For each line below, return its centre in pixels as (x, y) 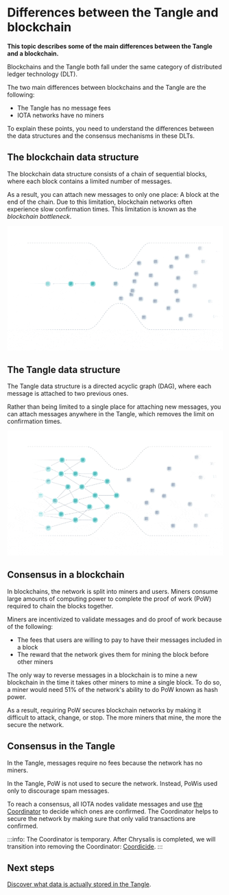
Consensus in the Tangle (61, 747)
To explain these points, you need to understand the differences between (111, 128)
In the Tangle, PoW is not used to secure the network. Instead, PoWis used (112, 783)
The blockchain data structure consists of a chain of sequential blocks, (107, 174)
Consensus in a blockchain (66, 575)
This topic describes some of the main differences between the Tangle (110, 46)
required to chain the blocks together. (60, 606)
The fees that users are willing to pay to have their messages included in (119, 640)
